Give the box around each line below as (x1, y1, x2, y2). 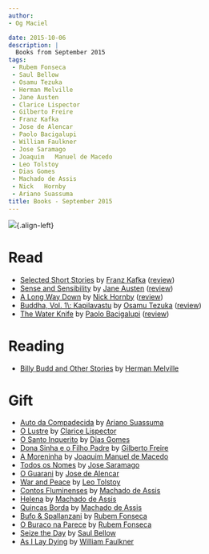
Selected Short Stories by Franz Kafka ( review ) (19, 275, 175, 284)
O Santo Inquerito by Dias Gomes (19, 435, 131, 444)
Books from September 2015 (15, 49, 106, 57)
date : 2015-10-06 (8, 34, 66, 42)
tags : (8, 56, 26, 64)
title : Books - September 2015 (8, 197, 113, 205)
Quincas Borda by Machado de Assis (19, 503, 143, 512)
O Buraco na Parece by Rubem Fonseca (19, 520, 152, 529)
